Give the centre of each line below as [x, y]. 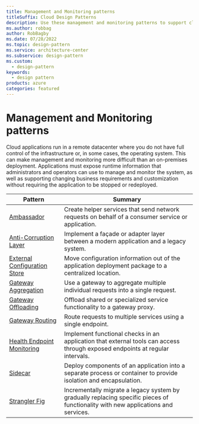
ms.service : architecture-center [47, 50]
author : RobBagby [28, 34]
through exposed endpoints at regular [117, 348]
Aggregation [26, 290]
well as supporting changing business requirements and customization [92, 178]
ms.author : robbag [29, 28]
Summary [127, 199]
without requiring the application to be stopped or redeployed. [82, 185]
